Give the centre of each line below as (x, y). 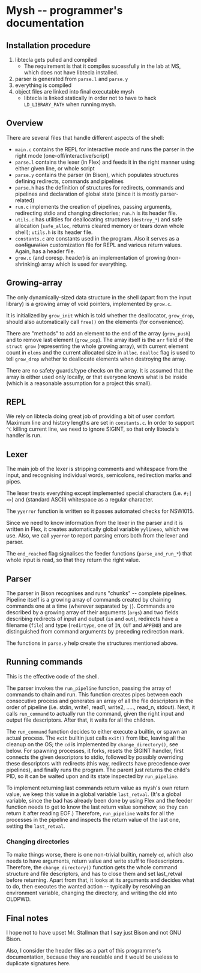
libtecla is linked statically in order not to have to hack (90, 98)
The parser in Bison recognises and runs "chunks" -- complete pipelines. (97, 593)
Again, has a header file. (45, 251)
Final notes (27, 918)
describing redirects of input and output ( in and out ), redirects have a (92, 619)
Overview (25, 123)
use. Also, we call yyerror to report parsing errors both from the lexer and (97, 536)
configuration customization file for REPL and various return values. (98, 245)
